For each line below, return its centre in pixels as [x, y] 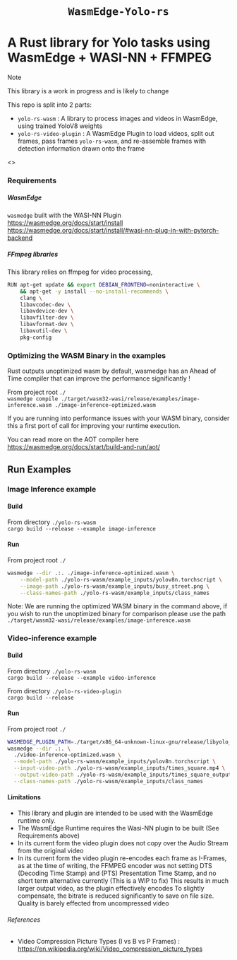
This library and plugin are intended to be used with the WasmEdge [115, 813]
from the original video [50, 851]
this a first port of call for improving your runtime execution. [94, 426]
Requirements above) [48, 835]
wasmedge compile [33, 399]
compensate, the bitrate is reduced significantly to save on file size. [116, 896]
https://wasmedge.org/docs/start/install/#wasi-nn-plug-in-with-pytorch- [113, 231]
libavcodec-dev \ [45, 305]
